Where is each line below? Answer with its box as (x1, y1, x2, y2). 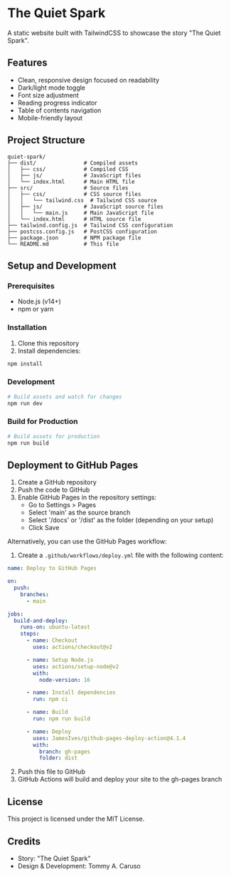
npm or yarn (17, 305, 54, 313)
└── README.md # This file (7, 240, 119, 247)
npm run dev (7, 400, 43, 407)
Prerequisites (7, 281, 55, 291)
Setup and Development (7, 259, 117, 271)
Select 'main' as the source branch (28, 508, 131, 517)
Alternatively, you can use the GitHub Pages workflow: (7, 537, 167, 546)
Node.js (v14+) (17, 297, 62, 306)
